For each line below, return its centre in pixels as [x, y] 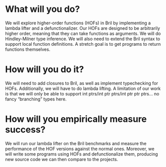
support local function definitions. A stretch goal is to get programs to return [83, 44]
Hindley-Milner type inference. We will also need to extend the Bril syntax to [83, 39]
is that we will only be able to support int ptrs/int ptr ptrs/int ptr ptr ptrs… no [82, 93]
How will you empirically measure [76, 119]
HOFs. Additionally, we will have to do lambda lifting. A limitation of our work [83, 88]
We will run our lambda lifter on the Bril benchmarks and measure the [76, 143]
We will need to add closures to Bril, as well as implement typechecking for [82, 83]
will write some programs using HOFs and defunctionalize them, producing [82, 154]
